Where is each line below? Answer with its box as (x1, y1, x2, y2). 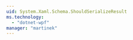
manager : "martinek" (6, 25, 58, 31)
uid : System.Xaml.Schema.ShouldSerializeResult (6, 8, 128, 15)
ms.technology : (6, 14, 44, 20)
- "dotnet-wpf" (11, 19, 50, 25)
